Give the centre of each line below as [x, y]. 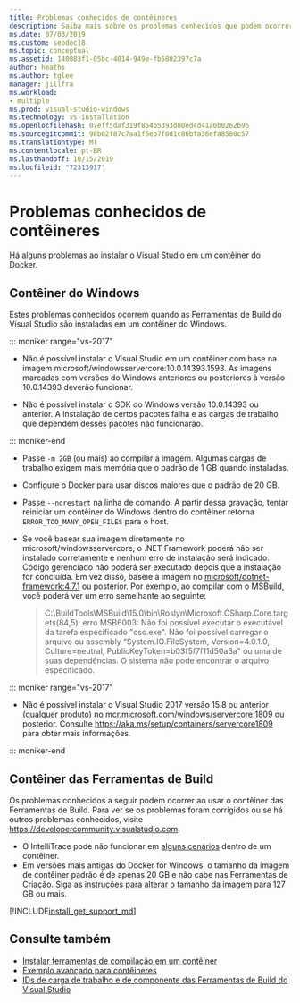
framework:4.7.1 [51, 586]
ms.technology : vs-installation [69, 117]
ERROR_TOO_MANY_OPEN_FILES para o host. [96, 522]
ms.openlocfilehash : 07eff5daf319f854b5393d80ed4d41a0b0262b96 [129, 126]
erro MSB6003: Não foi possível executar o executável [183, 623]
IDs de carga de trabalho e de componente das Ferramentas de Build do [155, 980]
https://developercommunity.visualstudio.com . [95, 829]
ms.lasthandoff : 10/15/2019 [62, 159]
